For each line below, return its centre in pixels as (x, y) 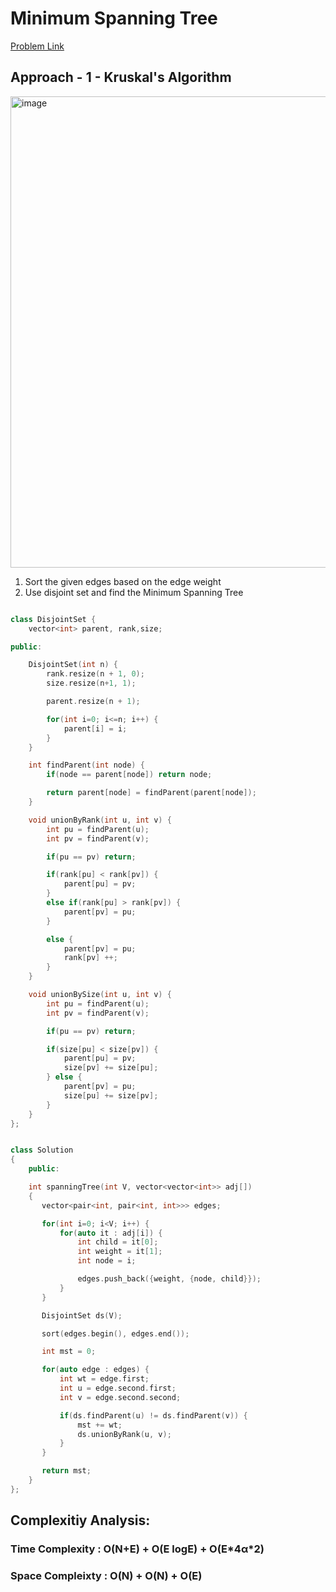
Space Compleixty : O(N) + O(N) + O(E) (106, 1575)
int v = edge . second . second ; (120, 1397)
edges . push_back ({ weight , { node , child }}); (169, 1279)
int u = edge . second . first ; (118, 1388)
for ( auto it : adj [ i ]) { (111, 1233)
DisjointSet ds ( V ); (82, 1315)
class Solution (42, 1150)
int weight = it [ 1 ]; (120, 1252)
